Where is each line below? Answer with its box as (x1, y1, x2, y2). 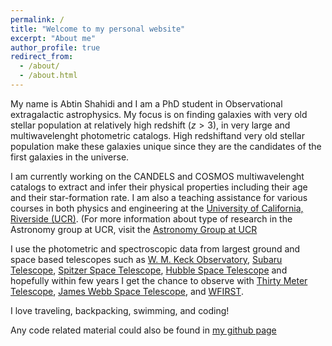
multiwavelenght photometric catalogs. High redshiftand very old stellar (10, 129, 305, 141)
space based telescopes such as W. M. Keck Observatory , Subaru (10, 253, 283, 265)
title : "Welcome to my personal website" (10, 24, 186, 34)
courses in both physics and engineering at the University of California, (10, 202, 304, 214)
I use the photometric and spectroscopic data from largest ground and (10, 242, 301, 255)
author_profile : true (10, 42, 101, 53)
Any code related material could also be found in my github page (10, 324, 277, 336)
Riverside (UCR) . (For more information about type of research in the (10, 212, 293, 225)
